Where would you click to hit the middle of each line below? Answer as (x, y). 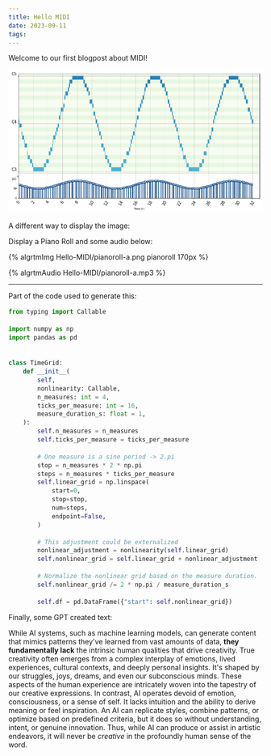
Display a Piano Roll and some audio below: (81, 241)
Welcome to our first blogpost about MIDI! (78, 58)
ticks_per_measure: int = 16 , (88, 405)
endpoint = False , (79, 516)
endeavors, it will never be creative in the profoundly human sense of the (130, 736)
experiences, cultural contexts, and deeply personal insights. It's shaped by (134, 667)
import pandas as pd (43, 337)
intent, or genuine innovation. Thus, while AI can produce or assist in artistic (134, 727)
